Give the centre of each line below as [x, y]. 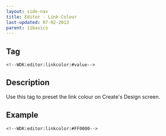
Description [28, 83]
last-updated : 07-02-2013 [37, 22]
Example [22, 115]
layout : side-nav [27, 11]
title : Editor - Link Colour [41, 17]
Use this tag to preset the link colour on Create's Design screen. [83, 96]
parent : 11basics [27, 28]
